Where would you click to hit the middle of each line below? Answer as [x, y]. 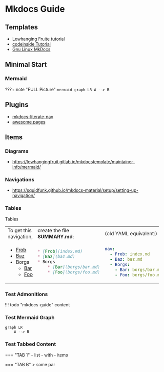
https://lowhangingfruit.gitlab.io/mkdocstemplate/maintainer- [73, 162]
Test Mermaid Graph [30, 317]
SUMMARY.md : [56, 236]
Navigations [20, 180]
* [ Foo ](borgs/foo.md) [74, 272]
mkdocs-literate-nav [33, 117]
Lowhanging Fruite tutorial [38, 39]
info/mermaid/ [26, 167]
